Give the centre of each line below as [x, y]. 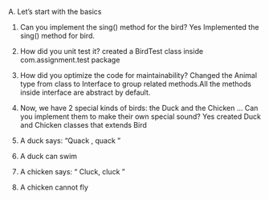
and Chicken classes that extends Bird [83, 125]
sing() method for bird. [57, 36]
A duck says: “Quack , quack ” [70, 141]
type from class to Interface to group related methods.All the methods [135, 84]
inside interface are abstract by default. [85, 92]
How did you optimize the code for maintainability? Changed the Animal [139, 75]
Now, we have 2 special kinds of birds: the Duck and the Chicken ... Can [139, 108]
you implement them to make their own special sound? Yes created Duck [141, 116]
